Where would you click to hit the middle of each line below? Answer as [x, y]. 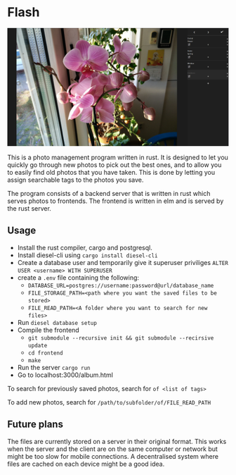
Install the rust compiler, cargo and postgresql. [85, 247]
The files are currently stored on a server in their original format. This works [117, 441]
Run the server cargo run [54, 367]
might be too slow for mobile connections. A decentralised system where [113, 456]
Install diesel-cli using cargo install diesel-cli [87, 255]
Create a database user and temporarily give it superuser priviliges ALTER [123, 262]
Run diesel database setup [57, 322]
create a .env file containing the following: [78, 277]
